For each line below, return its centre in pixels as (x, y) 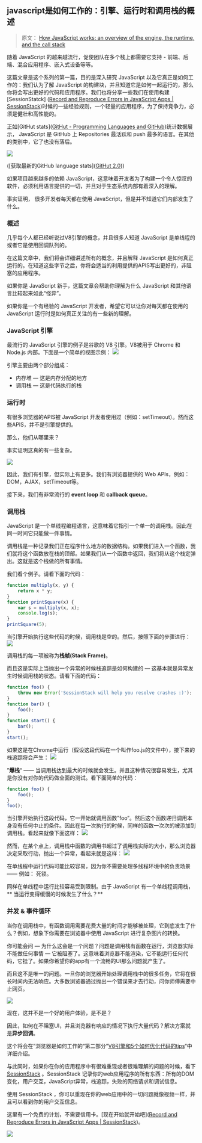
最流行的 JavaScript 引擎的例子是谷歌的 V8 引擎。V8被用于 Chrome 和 (94, 345)
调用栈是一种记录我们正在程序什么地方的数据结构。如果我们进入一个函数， (99, 546)
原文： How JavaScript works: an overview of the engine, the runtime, (108, 37)
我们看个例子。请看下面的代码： (46, 574)
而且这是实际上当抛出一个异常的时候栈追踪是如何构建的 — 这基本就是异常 (97, 668)
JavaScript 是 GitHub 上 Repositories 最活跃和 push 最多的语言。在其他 (106, 134)
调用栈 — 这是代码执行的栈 (49, 386)
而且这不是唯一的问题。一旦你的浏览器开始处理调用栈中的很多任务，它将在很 (101, 973)
